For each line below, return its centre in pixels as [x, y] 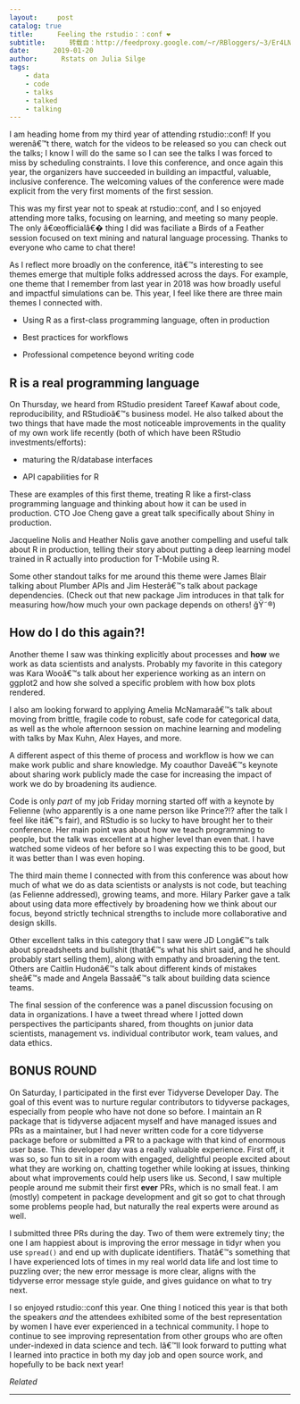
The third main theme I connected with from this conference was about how [149, 875]
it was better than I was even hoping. [77, 857]
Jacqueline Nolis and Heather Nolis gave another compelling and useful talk [149, 540]
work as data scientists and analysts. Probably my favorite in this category [146, 664]
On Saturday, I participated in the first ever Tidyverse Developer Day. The [144, 1092]
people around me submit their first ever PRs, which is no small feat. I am [144, 1187]
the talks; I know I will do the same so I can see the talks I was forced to [141, 154]
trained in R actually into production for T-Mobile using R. [114, 559]
